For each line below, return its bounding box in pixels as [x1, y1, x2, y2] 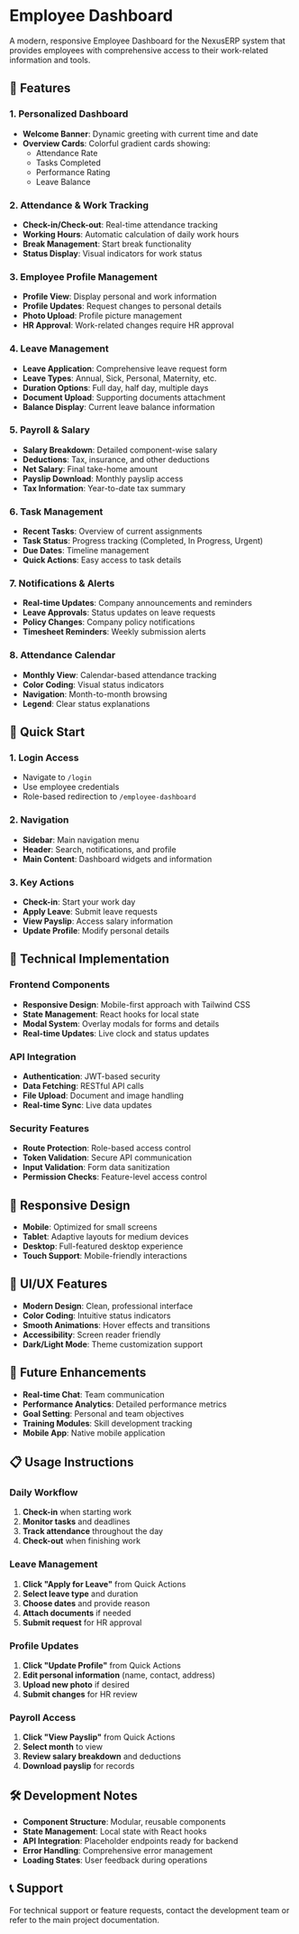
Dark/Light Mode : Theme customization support [22, 1338, 204, 1350]
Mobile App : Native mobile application [22, 1427, 166, 1438]
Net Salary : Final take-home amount [22, 463, 159, 474]
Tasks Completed [35, 157, 102, 168]
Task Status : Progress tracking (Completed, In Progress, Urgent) [22, 535, 264, 546]
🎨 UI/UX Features [9, 1277, 108, 1292]
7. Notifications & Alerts [9, 577, 115, 590]
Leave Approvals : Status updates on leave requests [22, 607, 216, 618]
